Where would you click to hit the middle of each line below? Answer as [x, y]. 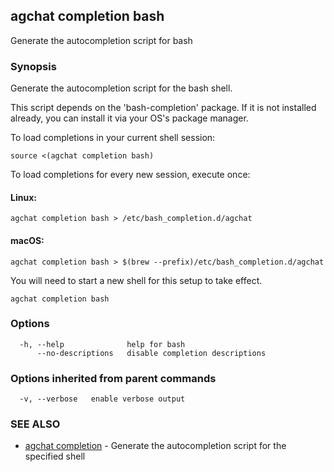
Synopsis [33, 66]
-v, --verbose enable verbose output [102, 399]
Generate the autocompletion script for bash [101, 40]
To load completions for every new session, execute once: [130, 175]
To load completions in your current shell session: [113, 138]
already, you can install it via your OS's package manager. [129, 118]
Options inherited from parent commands [113, 378]
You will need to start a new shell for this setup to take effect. [136, 280]
